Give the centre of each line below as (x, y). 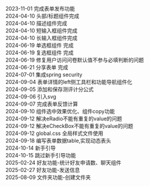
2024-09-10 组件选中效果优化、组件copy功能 (60, 111)
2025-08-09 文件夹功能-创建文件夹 (48, 177)
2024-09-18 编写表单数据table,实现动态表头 (59, 141)
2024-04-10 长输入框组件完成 (41, 38)
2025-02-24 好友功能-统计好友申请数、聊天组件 (63, 163)
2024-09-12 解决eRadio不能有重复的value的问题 (64, 119)
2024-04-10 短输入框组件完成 (41, 31)
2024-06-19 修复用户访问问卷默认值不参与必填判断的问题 (75, 60)
